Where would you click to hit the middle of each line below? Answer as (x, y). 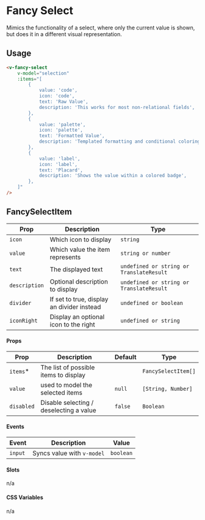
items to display (63, 375)
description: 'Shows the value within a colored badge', (113, 176)
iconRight (23, 320)
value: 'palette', (62, 124)
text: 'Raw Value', (63, 102)
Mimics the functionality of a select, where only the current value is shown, (101, 28)
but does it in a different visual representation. (64, 34)
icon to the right (73, 324)
